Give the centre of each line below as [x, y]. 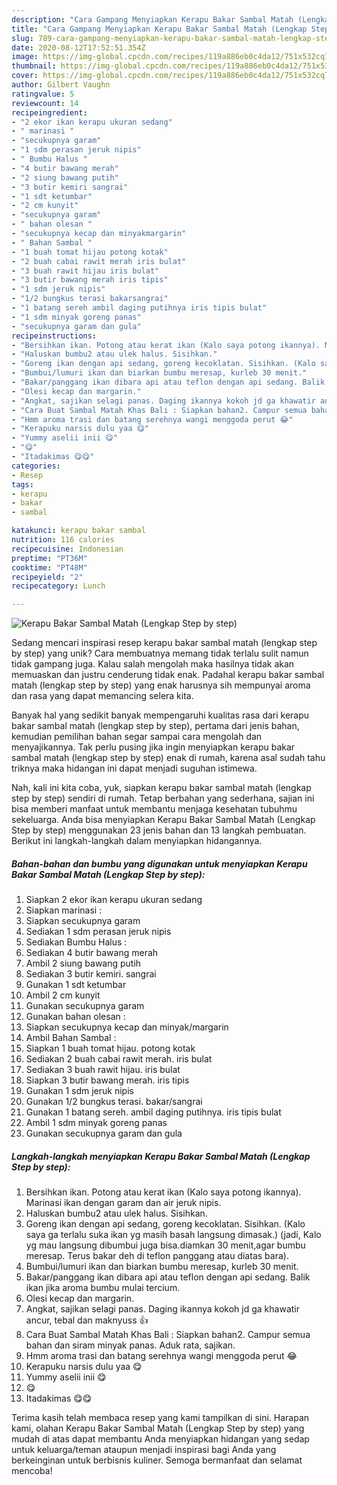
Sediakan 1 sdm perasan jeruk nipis [98, 932]
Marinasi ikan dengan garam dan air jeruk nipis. [123, 1203]
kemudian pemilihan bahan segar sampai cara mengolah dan [137, 737]
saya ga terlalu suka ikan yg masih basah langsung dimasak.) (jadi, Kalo [173, 1235]
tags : [22, 484]
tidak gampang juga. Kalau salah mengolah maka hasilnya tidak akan [153, 664]
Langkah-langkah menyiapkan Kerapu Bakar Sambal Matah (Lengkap [161, 1156]
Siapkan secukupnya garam [83, 921]
